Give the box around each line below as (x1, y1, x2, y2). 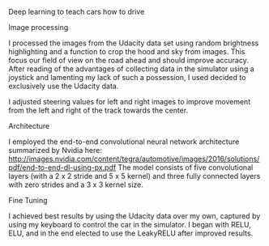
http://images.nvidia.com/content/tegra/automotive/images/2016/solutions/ (8, 154, 260, 163)
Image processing (8, 23, 69, 32)
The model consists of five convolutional (117, 163, 254, 172)
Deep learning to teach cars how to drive (8, 7, 145, 16)
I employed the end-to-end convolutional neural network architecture (8, 137, 240, 146)
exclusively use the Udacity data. (8, 81, 119, 91)
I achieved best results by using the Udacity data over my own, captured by (8, 211, 261, 221)
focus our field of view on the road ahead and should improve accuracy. (8, 56, 249, 65)
